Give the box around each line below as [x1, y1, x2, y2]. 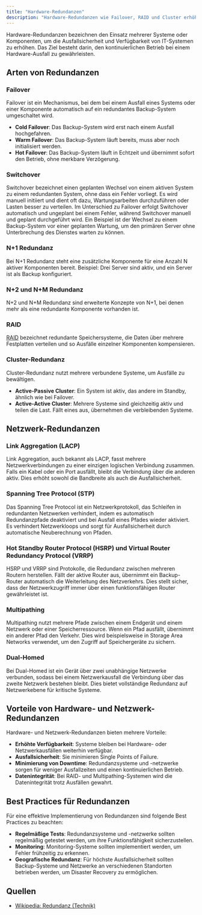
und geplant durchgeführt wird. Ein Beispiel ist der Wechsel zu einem [6, 216, 177, 223]
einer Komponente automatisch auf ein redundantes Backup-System [6, 106, 176, 113]
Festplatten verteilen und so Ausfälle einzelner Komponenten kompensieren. [6, 340, 195, 347]
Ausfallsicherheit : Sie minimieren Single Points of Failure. [14, 753, 159, 760]
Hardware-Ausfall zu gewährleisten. [6, 50, 96, 57]
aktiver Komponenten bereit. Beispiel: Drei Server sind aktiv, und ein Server [6, 264, 192, 271]
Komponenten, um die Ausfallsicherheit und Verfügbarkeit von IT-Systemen [6, 37, 194, 44]
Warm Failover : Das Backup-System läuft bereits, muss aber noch [14, 136, 179, 144]
